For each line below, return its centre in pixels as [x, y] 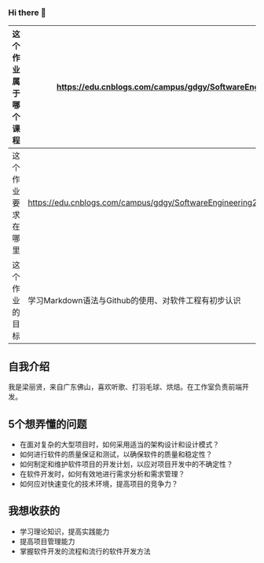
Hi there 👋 [27, 13]
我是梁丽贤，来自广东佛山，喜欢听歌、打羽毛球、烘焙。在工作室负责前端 [125, 387]
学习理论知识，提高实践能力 [64, 532]
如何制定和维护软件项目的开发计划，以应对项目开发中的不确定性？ [126, 464]
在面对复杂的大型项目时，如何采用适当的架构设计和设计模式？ [119, 444]
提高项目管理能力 [47, 541]
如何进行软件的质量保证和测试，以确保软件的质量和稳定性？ [116, 454]
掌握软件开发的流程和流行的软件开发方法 [85, 551]
